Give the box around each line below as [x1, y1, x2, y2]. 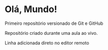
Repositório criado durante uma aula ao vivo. [5, 30, 98, 36]
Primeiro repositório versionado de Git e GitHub [5, 20, 103, 26]
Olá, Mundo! [5, 4, 58, 15]
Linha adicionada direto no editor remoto [5, 39, 89, 46]
